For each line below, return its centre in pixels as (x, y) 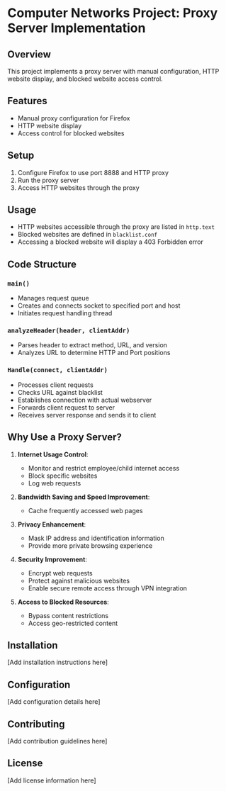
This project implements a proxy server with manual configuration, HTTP (113, 71)
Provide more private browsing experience (90, 545)
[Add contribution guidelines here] (57, 741)
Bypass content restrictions (68, 615)
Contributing (36, 724)
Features (27, 101)
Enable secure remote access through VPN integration (108, 588)
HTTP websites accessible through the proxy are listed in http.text (116, 227)
